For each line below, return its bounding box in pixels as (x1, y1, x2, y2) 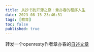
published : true (5, 27, 40, 32)
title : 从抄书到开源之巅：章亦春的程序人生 (5, 7, 86, 13)
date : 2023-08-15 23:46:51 (5, 12, 62, 17)
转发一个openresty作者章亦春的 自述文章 (5, 41, 89, 47)
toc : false (5, 21, 28, 27)
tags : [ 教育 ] (5, 17, 32, 22)
